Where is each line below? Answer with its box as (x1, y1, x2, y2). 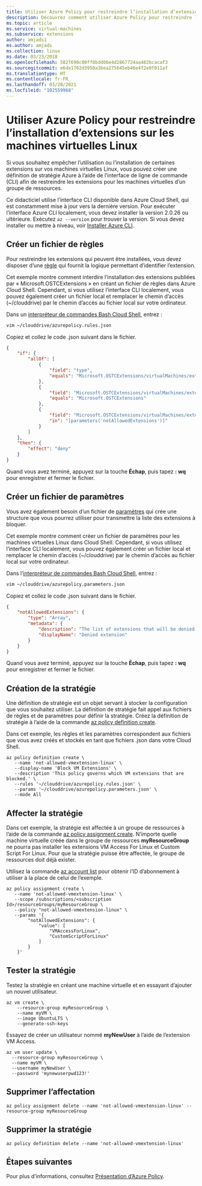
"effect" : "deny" (28, 446, 71, 452)
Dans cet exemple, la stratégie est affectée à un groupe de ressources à (6, 824, 185, 831)
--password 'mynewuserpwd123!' (11, 1070, 90, 1076)
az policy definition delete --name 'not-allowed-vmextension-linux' (6, 1140, 185, 1146)
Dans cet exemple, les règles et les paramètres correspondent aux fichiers (6, 730, 191, 737)
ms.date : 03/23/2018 (6, 54, 58, 60)
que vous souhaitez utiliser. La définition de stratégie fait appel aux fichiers (6, 706, 192, 713)
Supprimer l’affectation (6, 1087, 95, 1097)
